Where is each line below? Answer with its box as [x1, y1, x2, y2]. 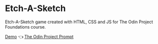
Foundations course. [5, 24, 46, 29]
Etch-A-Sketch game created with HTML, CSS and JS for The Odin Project [5, 19, 153, 25]
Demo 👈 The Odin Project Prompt [5, 33, 74, 39]
